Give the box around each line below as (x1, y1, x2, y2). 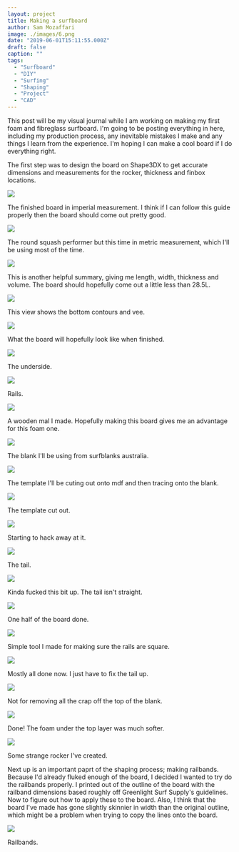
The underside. (7, 362, 52, 370)
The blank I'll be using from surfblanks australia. (7, 452, 149, 460)
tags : (7, 57, 24, 64)
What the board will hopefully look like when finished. (7, 335, 165, 343)
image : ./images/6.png (7, 30, 75, 38)
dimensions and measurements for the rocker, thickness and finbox (7, 169, 205, 177)
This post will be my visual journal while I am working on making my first (7, 117, 220, 125)
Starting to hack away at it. (7, 533, 86, 542)
